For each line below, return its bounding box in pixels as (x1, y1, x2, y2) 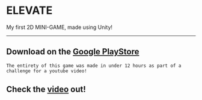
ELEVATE (6, 4, 53, 17)
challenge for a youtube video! (6, 67, 87, 74)
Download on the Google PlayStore (6, 46, 139, 57)
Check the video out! (6, 84, 86, 95)
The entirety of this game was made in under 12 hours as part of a (6, 63, 182, 69)
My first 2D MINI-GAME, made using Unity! (6, 23, 113, 31)
